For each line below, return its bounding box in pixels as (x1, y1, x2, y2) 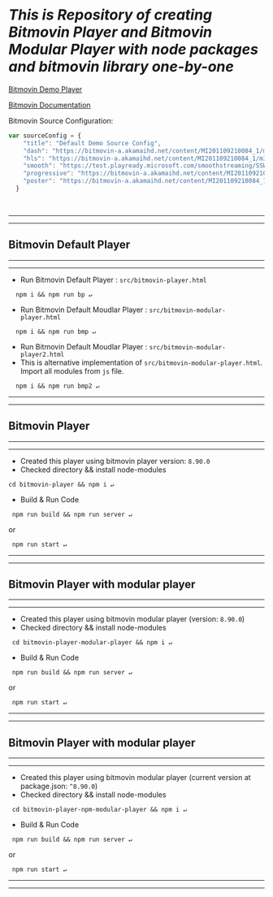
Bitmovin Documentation (8, 100, 91, 110)
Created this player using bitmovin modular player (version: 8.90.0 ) (19, 614, 245, 624)
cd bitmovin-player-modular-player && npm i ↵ (11, 639, 173, 647)
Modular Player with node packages (8, 41, 258, 58)
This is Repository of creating (8, 6, 213, 24)
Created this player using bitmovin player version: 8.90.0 (19, 456, 210, 466)
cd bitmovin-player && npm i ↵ (8, 480, 115, 488)
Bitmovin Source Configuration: (8, 115, 114, 125)
